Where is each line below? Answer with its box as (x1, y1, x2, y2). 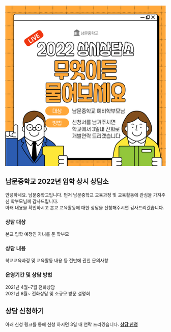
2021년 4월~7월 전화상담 (5, 284, 55, 290)
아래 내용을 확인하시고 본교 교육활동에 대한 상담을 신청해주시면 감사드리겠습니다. (5, 204, 164, 210)
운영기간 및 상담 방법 (5, 271, 52, 279)
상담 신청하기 (5, 307, 44, 316)
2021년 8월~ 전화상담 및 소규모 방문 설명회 (5, 290, 91, 296)
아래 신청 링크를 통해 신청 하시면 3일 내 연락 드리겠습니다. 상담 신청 (5, 321, 138, 327)
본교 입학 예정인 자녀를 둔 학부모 (5, 231, 70, 237)
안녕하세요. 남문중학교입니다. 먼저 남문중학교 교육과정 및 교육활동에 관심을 (5, 191, 152, 198)
